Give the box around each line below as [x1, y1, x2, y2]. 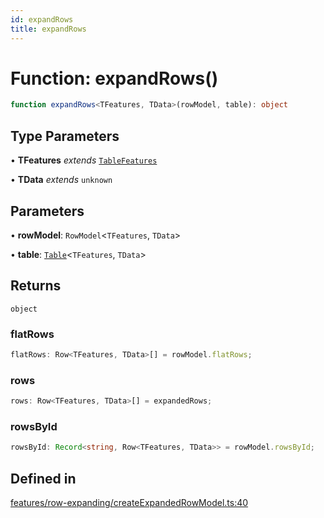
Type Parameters [10, 127, 120, 145]
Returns [10, 277, 62, 295]
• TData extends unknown [10, 174, 113, 186]
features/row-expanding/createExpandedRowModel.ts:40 [10, 497, 249, 509]
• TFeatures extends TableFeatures [10, 154, 158, 166]
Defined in [10, 470, 77, 487]
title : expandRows [10, 24, 87, 34]
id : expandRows [10, 14, 74, 25]
